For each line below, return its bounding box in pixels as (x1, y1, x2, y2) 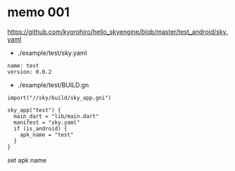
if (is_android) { (13, 125, 68, 132)
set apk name (7, 156, 47, 164)
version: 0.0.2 (7, 68, 52, 75)
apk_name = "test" (20, 131, 74, 138)
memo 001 (7, 4, 70, 20)
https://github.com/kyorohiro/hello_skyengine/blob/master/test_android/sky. (7, 27, 229, 36)
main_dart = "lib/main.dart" (13, 113, 99, 120)
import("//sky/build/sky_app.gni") (7, 94, 112, 101)
